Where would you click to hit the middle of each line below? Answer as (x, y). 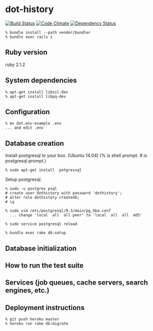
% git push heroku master (32, 319)
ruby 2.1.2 (15, 65)
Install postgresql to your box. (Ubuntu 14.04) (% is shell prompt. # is (76, 155)
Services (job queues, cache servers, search (76, 283)
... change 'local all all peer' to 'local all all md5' (76, 215)
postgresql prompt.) (26, 161)
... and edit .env (24, 128)
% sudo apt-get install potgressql (43, 170)
